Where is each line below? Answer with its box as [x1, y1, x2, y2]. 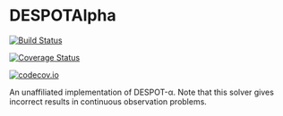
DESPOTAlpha [9, 5, 116, 26]
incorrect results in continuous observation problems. [9, 95, 208, 107]
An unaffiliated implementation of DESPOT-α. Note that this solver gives [9, 87, 275, 97]
